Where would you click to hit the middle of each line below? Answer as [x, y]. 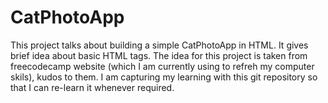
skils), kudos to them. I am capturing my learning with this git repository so [164, 77]
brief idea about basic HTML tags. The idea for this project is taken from [159, 55]
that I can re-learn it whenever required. [92, 87]
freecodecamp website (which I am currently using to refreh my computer [162, 66]
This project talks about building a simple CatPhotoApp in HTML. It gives [159, 45]
